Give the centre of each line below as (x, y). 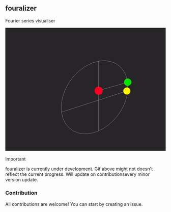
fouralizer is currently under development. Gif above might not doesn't (79, 169)
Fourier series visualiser (30, 20)
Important (16, 159)
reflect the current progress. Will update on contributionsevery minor (78, 174)
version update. (22, 180)
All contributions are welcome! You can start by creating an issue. (74, 204)
